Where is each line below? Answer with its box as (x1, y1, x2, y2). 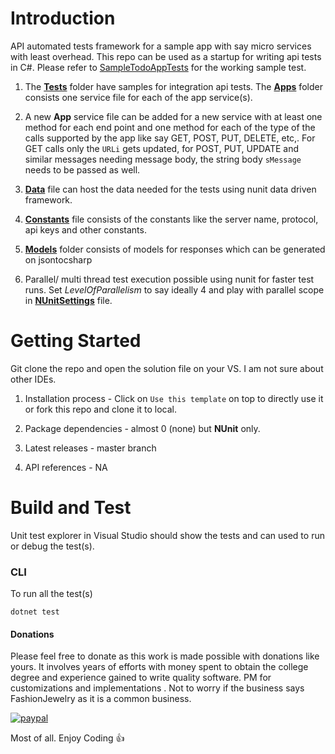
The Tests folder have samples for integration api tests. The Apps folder (24, 80, 323, 92)
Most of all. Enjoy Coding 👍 (10, 732, 125, 744)
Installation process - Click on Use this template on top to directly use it (24, 392, 324, 404)
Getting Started (10, 330, 142, 352)
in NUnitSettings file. (24, 294, 113, 306)
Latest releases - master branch (24, 442, 157, 454)
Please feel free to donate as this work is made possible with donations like (10, 650, 320, 662)
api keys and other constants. (24, 223, 147, 236)
